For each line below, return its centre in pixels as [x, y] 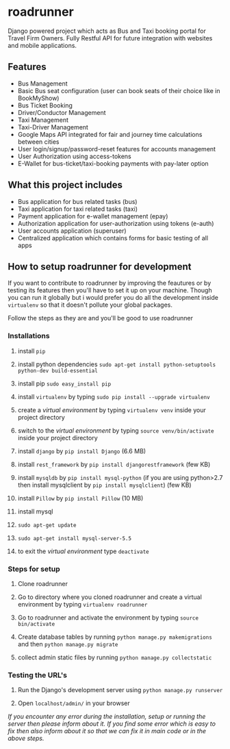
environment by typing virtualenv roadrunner [82, 604]
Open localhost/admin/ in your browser [74, 703]
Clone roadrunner [42, 583]
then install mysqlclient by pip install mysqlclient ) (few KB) [104, 485]
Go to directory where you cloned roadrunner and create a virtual [110, 597]
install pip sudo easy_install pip [64, 383]
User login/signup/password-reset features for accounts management [117, 149]
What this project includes [65, 185]
